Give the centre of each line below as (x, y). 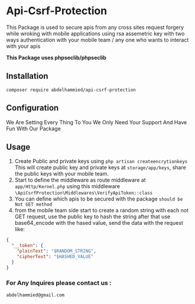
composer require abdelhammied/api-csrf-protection (71, 90)
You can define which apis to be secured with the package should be (99, 199)
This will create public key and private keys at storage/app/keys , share (100, 167)
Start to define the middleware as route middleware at (80, 180)
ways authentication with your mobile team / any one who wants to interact (97, 40)
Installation (27, 76)
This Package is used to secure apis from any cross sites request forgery (95, 27)
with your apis (23, 46)
